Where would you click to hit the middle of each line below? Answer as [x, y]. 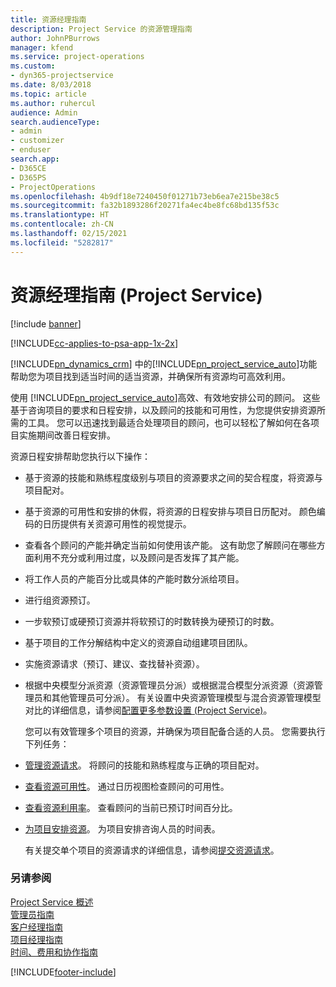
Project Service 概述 [52, 902]
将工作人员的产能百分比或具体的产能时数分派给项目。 [134, 578]
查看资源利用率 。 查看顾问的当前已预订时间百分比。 [131, 807]
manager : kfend [42, 47]
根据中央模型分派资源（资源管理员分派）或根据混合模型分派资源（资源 [169, 685]
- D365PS [28, 177]
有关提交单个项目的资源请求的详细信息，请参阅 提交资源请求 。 [152, 850]
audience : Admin [44, 112]
